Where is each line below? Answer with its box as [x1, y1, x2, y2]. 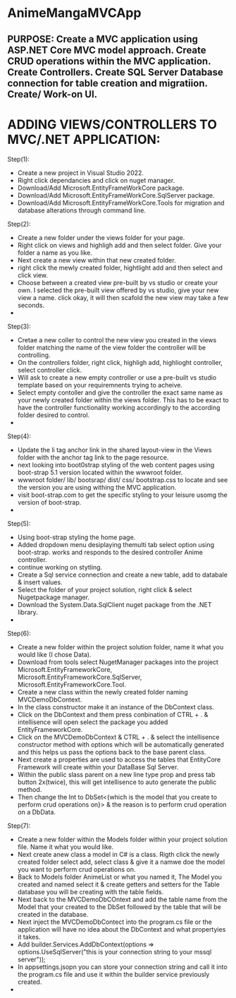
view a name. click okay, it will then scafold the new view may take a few [17, 293, 229, 301]
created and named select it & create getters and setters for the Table [17, 880, 220, 889]
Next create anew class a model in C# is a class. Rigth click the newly [17, 850, 220, 858]
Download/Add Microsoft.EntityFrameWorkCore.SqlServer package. [17, 191, 215, 199]
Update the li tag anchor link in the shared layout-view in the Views [17, 445, 212, 454]
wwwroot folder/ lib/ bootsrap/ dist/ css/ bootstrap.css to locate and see [17, 475, 228, 484]
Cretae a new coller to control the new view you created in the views [17, 335, 217, 344]
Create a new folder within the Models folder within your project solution [17, 835, 228, 843]
